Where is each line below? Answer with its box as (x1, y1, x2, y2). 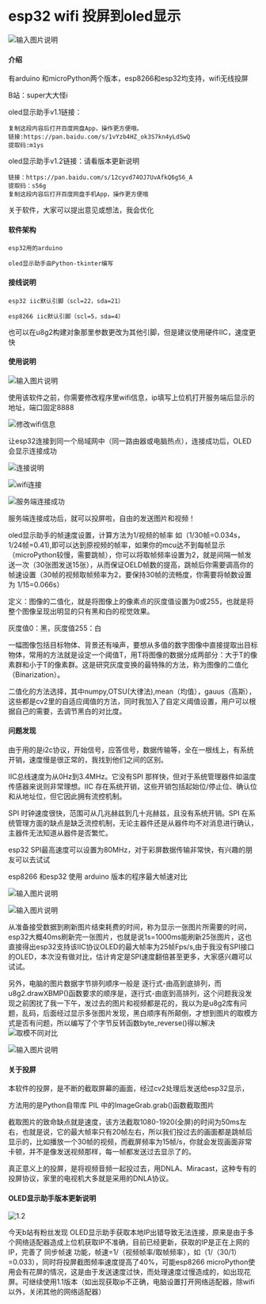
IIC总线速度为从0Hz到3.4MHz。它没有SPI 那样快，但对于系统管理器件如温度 (8, 771, 256, 781)
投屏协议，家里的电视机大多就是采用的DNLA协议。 (8, 1173, 173, 1184)
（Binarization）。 (8, 670, 65, 679)
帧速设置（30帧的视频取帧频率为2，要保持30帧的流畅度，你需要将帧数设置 (8, 569, 252, 579)
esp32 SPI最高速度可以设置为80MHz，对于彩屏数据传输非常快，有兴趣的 (8, 845, 246, 854)
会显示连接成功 (8, 446, 57, 455)
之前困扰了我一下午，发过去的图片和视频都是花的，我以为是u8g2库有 (14, 998, 241, 1008)
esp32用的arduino (8, 245, 63, 253)
